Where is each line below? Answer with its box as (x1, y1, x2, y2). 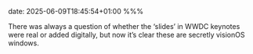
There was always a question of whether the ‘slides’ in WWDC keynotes (8, 22, 240, 31)
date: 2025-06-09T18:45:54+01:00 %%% (8, 7, 143, 16)
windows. (8, 38, 39, 48)
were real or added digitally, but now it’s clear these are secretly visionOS (8, 31, 245, 39)
